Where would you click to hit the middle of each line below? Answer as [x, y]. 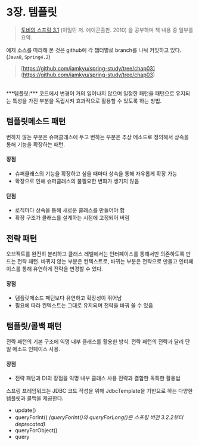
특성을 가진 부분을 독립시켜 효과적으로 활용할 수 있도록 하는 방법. [87, 101]
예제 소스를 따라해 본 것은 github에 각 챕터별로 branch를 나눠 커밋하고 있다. [94, 50]
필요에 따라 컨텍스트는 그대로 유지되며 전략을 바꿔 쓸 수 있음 [84, 306]
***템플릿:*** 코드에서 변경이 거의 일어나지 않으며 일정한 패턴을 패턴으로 [90, 93]
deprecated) [30, 424]
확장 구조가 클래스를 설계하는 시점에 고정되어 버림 [72, 218]
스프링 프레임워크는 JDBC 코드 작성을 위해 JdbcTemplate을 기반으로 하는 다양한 [99, 391]
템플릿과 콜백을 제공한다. [35, 398]
